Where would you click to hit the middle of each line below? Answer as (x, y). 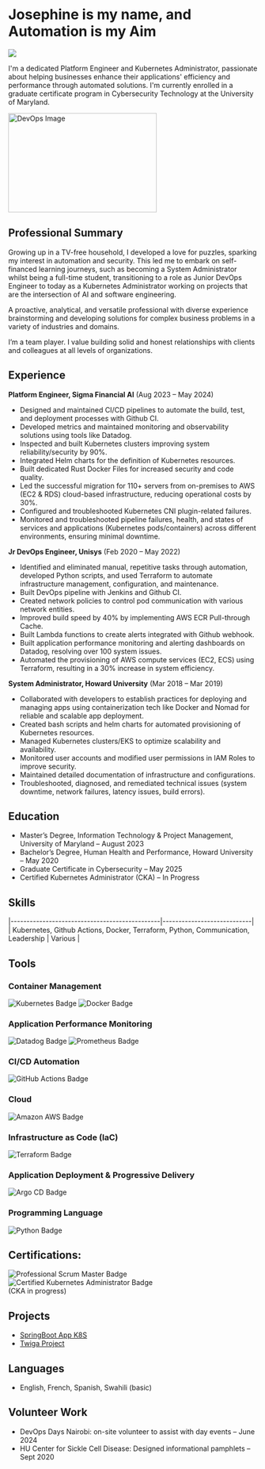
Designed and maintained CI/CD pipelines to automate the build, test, (132, 409)
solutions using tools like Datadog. (76, 435)
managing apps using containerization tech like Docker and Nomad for (134, 707)
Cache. (31, 626)
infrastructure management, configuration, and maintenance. (119, 584)
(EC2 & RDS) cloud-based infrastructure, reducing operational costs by (135, 494)
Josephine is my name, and (100, 15)
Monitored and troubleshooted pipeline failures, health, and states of (131, 519)
